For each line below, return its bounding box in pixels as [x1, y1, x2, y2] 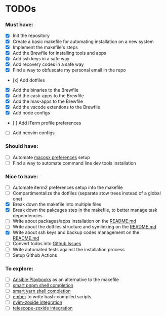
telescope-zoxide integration [12, 305, 73, 311]
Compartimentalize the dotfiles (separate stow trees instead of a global [12, 190, 161, 196]
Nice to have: [5, 173, 39, 180]
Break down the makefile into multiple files [12, 201, 101, 208]
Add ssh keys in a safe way [12, 55, 70, 61]
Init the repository [12, 32, 50, 38]
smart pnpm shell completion [12, 282, 73, 288]
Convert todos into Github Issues [12, 241, 81, 247]
